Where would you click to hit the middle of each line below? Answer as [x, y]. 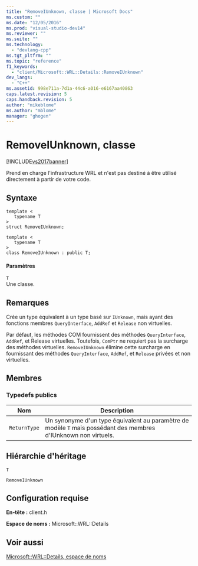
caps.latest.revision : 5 [37, 94]
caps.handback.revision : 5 [39, 99]
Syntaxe [22, 198]
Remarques [28, 303]
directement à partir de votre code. [49, 179]
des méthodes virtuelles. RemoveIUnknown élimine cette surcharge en [88, 347]
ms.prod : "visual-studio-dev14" [46, 28]
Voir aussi [25, 542]
